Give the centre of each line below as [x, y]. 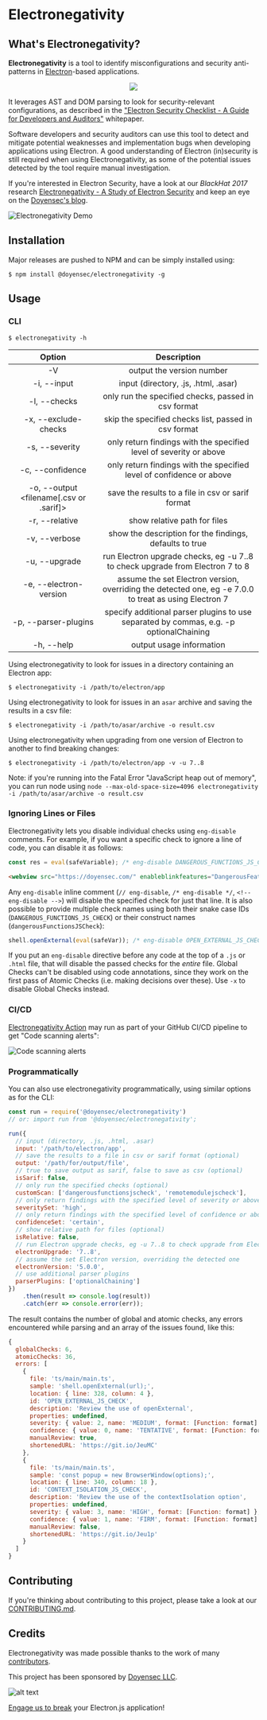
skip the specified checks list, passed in [178, 419]
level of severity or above [178, 452]
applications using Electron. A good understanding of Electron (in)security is [133, 151]
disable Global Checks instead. [59, 989]
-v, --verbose [53, 538]
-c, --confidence [53, 469]
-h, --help [53, 644]
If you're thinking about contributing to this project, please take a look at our [133, 1600]
